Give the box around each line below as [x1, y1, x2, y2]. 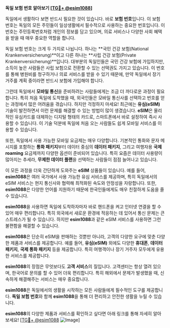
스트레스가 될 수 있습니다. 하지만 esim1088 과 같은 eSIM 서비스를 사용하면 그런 [5, 216, 161, 222]
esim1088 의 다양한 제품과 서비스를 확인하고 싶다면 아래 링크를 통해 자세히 [5, 311, 152, 316]
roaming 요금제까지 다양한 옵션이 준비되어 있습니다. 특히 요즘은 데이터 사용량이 [5, 150, 163, 156]
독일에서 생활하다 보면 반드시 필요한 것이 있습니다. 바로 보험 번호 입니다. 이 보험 [5, 16, 161, 22]
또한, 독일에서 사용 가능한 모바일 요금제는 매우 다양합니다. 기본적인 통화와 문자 [5, 138, 160, 143]
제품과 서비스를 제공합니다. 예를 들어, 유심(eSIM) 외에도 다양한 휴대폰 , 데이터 [10, 240, 163, 246]
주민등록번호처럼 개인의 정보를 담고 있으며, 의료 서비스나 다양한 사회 [18, 29, 153, 35]
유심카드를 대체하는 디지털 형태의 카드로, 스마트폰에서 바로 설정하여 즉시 [14, 114, 157, 120]
